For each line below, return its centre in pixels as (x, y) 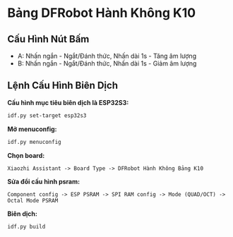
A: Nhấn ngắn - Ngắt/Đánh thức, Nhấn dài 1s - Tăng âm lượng (107, 56)
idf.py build (26, 226)
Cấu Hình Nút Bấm (48, 39)
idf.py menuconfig (34, 142)
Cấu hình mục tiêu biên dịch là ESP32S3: (68, 102)
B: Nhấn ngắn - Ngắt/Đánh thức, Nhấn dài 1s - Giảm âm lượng (107, 63)
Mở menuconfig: (32, 129)
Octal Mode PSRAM (33, 200)
